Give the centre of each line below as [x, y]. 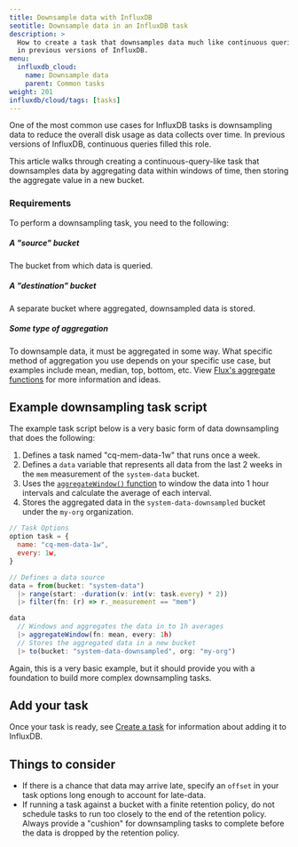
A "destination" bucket [53, 286]
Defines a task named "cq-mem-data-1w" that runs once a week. [141, 455]
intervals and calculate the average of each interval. [117, 493]
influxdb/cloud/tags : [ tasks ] [65, 100]
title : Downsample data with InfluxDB [81, 17]
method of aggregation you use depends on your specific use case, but [140, 360]
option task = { [39, 537]
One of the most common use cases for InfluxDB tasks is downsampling [141, 125]
